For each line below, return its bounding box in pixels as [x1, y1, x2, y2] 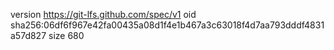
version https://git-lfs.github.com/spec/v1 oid [10, 9, 197, 20]
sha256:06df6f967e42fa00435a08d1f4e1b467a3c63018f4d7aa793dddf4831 [10, 19, 325, 31]
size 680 [48, 30, 85, 41]
